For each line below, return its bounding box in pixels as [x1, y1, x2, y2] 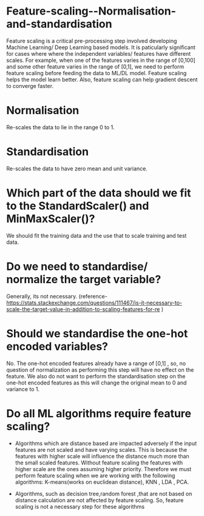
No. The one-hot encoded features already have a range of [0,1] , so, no [6, 360, 186, 367]
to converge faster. [6, 82, 53, 89]
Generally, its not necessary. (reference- [6, 292, 107, 300]
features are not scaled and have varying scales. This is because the [15, 446, 187, 453]
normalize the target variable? [6, 272, 161, 286]
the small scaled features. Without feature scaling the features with [15, 459, 183, 466]
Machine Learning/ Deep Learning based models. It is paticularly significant [6, 44, 195, 51]
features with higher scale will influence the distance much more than [15, 452, 189, 460]
